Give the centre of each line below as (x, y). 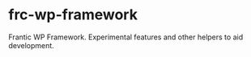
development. (31, 45)
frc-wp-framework (73, 15)
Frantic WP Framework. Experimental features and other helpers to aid (126, 37)
